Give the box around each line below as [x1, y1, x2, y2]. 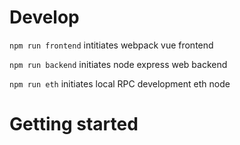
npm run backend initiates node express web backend [9, 58, 228, 70]
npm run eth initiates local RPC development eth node [9, 77, 231, 90]
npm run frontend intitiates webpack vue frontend [9, 39, 214, 51]
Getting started [9, 113, 139, 136]
